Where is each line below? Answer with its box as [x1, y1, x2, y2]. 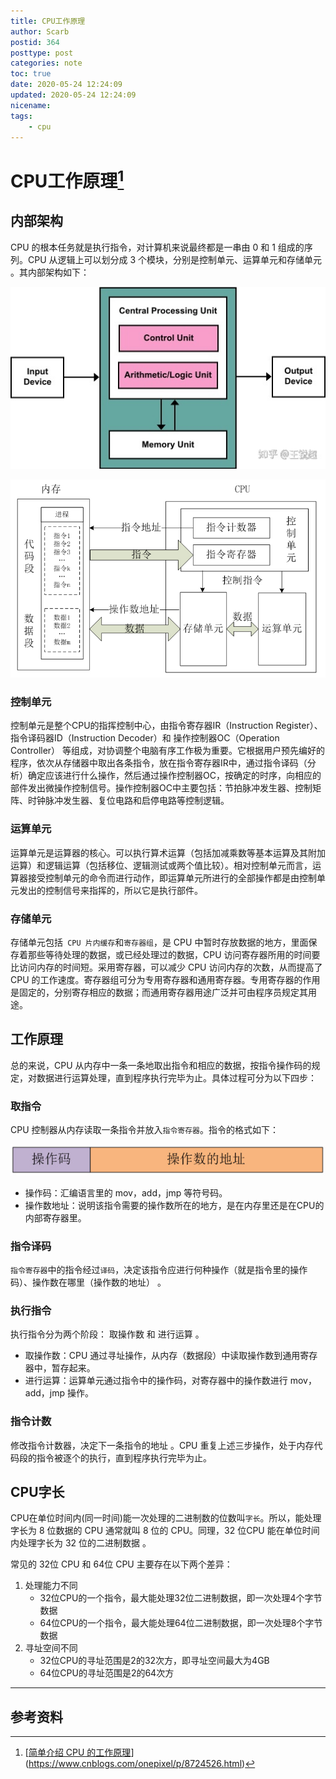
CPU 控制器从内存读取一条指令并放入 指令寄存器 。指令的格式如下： [10, 1124, 279, 1136]
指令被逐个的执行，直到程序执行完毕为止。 [36, 1451, 212, 1464]
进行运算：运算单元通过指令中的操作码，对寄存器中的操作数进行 [24, 1375, 288, 1387]
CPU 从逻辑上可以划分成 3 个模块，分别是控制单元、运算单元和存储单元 [27, 253, 323, 265]
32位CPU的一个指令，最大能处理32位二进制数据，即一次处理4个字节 [39, 1592, 323, 1604]
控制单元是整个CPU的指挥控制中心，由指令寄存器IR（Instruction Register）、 [10, 720, 323, 732]
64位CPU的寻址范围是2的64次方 [39, 1667, 175, 1679]
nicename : [10, 100, 52, 110]
